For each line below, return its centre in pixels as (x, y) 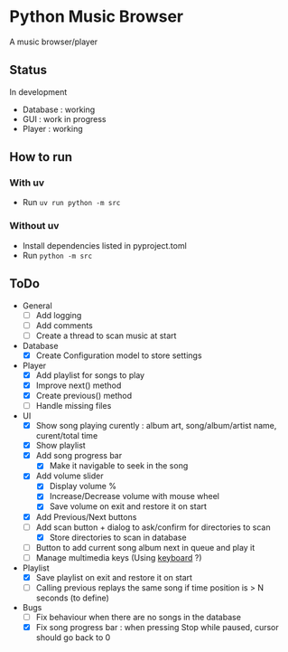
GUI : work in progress (64, 118)
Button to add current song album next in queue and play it (145, 547)
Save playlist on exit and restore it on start (114, 577)
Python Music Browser (96, 17)
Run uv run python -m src (71, 203)
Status (28, 70)
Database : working (59, 109)
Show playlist (60, 446)
